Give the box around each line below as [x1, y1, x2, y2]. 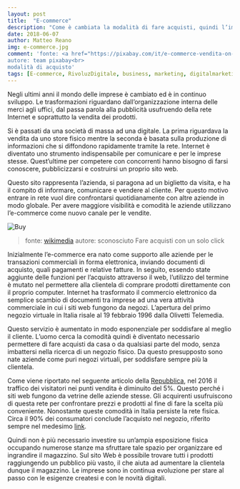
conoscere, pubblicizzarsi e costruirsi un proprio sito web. [7, 164, 179, 173]
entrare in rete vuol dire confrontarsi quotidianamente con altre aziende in [7, 193, 225, 202]
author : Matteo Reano [7, 37, 72, 44]
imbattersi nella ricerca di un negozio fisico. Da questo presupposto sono [7, 347, 223, 356]
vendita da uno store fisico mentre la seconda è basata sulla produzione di [7, 133, 227, 143]
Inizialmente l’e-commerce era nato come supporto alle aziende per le [7, 250, 214, 258]
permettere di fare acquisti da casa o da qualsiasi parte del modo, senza [7, 340, 220, 348]
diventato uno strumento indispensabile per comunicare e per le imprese [7, 149, 221, 158]
